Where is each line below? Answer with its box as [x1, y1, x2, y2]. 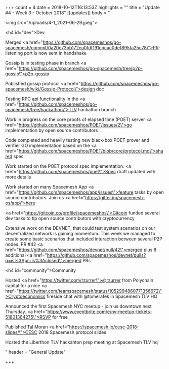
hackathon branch [78, 107, 116, 112]
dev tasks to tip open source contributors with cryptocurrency [5, 216, 135, 221]
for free [52, 314, 68, 320]
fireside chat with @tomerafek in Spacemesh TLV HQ [46, 293, 158, 299]
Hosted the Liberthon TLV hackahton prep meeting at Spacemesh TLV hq [5, 339, 158, 345]
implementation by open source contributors [5, 127, 98, 133]
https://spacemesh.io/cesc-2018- [69, 324, 139, 330]
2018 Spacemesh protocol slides [38, 329, 107, 335]
